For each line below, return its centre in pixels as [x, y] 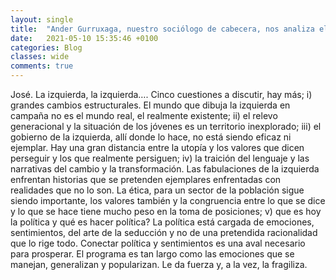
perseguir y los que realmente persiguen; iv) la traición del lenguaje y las [160, 158]
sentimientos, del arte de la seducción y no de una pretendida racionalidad [164, 232]
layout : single [42, 19]
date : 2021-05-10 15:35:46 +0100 [84, 38]
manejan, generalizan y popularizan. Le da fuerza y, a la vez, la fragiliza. [159, 264]
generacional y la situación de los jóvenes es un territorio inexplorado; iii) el [166, 126]
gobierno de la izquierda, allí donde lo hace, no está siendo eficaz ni [151, 137]
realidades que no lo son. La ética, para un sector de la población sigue [157, 190]
